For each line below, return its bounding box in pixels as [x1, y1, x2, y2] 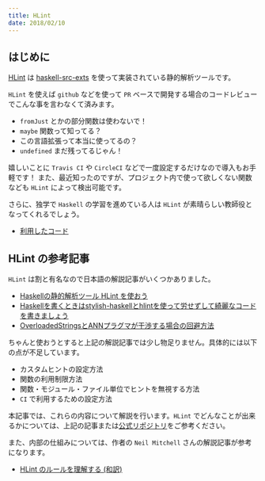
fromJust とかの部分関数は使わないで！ [19, 116, 148, 126]
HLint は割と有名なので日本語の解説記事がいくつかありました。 [8, 274, 215, 284]
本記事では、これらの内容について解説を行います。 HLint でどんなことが [8, 411, 242, 421]
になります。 [8, 448, 50, 457]
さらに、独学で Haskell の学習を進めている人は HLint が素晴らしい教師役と [8, 200, 253, 209]
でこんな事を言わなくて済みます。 [8, 100, 119, 109]
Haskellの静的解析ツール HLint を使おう [19, 291, 149, 301]
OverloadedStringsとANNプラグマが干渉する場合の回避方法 [19, 321, 215, 330]
